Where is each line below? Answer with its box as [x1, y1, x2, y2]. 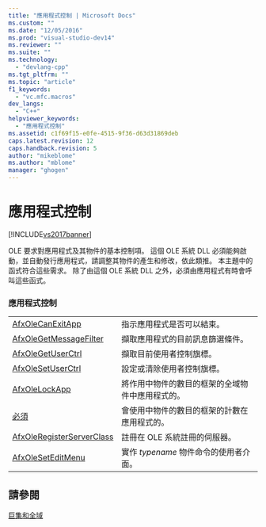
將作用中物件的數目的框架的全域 [121, 378, 241, 389]
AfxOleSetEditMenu [12, 453, 85, 464]
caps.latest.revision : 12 [8, 136, 93, 145]
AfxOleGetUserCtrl [12, 348, 82, 359]
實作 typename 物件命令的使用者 [121, 447, 243, 458]
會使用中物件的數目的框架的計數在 [121, 405, 249, 416]
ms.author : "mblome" [8, 159, 77, 167]
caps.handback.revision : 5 [8, 144, 97, 152]
